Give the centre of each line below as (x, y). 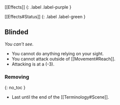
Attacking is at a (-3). (33, 64)
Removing (17, 77)
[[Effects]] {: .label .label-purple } (38, 7)
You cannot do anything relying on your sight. (58, 53)
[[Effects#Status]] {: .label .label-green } (45, 17)
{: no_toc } (15, 88)
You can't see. (19, 44)
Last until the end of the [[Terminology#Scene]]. (60, 97)
